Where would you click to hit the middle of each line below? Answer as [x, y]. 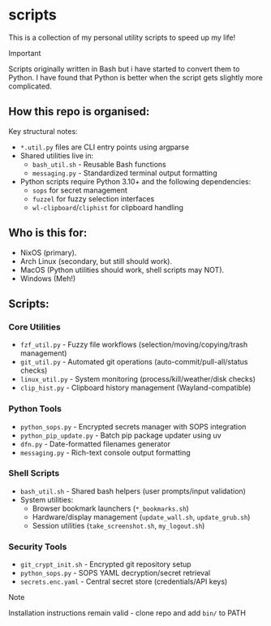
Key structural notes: [43, 131]
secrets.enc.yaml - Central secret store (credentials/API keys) [124, 581]
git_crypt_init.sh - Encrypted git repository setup [106, 564]
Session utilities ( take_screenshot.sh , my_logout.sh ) [118, 525]
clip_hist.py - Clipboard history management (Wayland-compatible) [135, 388]
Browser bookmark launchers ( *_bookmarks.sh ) [110, 508]
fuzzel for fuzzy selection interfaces [93, 199]
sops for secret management [80, 190]
